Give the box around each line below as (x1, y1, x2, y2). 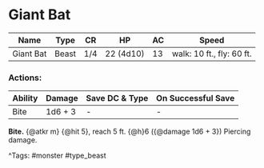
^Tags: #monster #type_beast (8, 150, 106, 161)
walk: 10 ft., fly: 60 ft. (171, 48, 252, 59)
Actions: (8, 72, 42, 83)
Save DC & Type (86, 93, 149, 104)
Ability (12, 93, 38, 104)
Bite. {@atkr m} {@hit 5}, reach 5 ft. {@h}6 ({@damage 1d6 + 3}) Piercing (8, 126, 251, 137)
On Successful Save (155, 93, 235, 104)
